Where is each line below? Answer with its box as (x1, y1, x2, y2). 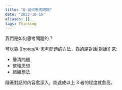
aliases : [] (5, 16, 30, 21)
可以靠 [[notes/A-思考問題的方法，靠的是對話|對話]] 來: (5, 46, 118, 52)
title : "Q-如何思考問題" (5, 7, 52, 12)
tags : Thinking (5, 21, 37, 26)
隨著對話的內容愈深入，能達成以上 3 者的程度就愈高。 (5, 80, 116, 86)
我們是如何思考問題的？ (5, 35, 53, 41)
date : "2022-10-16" (5, 12, 46, 17)
